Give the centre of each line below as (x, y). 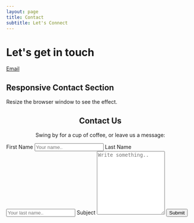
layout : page (22, 12)
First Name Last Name (69, 147)
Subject (86, 212)
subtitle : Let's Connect (37, 23)
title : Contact (25, 17)
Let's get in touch (50, 52)
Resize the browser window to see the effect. (62, 102)
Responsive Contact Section (60, 87)
